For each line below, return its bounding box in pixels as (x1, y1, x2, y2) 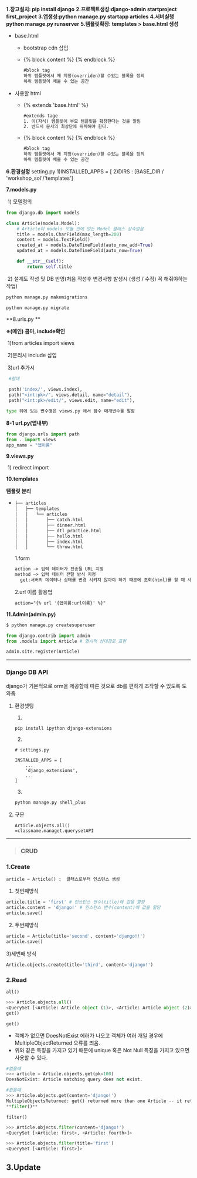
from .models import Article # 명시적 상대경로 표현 (6, 638, 127, 644)
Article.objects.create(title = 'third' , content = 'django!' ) (6, 962, 154, 968)
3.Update (6, 1162, 41, 1172)
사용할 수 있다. (14, 1054, 48, 1061)
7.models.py (6, 186, 37, 193)
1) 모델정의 (7, 198, 32, 205)
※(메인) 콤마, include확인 (6, 327, 66, 334)
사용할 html (14, 89, 41, 96)
